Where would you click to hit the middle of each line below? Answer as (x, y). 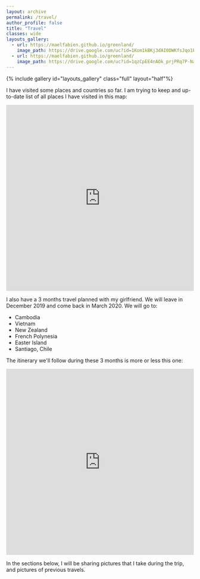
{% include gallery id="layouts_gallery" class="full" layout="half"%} (90, 79)
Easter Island (31, 343)
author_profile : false (34, 23)
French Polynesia (36, 336)
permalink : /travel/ (32, 17)
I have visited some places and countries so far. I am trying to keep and (93, 90)
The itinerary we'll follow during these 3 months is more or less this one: (95, 360)
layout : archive (26, 12)
